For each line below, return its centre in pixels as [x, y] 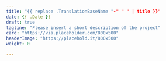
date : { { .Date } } [28, 17]
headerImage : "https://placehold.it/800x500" [62, 38]
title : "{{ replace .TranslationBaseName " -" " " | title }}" [83, 11]
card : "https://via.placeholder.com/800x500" [62, 33]
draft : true [20, 22]
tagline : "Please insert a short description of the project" [83, 28]
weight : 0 [18, 44]
